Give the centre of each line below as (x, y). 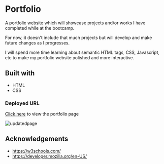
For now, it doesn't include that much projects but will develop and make (79, 38)
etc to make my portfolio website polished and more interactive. (70, 57)
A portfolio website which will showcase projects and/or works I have (75, 23)
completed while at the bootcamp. (40, 28)
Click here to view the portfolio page (42, 114)
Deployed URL (22, 103)
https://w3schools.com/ (36, 151)
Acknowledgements (37, 139)
